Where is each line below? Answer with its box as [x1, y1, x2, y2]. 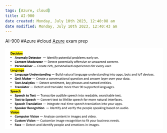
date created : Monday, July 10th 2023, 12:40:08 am [5, 18, 115, 23]
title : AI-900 [5, 13, 35, 18]
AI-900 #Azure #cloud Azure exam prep [5, 38, 88, 44]
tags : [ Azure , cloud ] [5, 8, 50, 13]
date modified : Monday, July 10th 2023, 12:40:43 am [5, 24, 117, 29]
